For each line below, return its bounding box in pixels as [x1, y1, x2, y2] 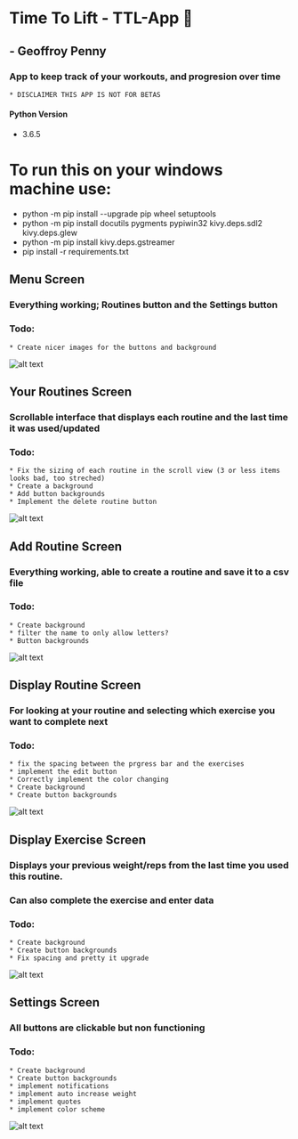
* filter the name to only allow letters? [9, 628, 169, 638]
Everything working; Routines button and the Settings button [9, 298, 278, 311]
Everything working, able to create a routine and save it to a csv [9, 565, 290, 578]
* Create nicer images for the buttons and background [9, 343, 217, 352]
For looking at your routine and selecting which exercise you [9, 704, 276, 717]
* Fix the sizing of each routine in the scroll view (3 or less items [9, 467, 280, 476]
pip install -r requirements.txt [21, 247, 129, 257]
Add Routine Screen [9, 539, 123, 554]
